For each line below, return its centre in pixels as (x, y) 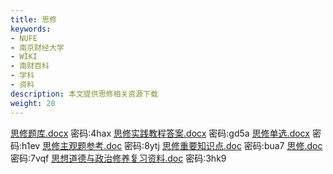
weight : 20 (33, 103)
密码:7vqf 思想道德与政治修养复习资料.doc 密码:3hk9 (118, 158)
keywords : (31, 29)
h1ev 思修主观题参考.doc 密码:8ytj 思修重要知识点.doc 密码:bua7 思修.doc (172, 145)
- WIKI (24, 57)
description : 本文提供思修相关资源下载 (84, 94)
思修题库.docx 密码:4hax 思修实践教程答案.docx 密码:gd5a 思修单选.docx (160, 133)
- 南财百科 (30, 66)
